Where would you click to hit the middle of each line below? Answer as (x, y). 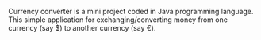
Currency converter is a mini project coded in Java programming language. (131, 11)
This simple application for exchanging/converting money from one (118, 20)
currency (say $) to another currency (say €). (82, 28)
